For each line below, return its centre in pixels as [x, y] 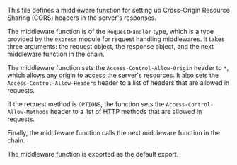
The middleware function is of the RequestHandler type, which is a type [111, 32]
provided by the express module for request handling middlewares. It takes [116, 39]
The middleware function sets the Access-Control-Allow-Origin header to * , [118, 68]
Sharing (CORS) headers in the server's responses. [82, 18]
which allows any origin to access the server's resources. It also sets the [113, 75]
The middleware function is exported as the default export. [93, 154]
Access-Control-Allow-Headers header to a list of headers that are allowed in [118, 83]
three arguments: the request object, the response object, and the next [111, 46]
